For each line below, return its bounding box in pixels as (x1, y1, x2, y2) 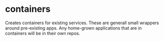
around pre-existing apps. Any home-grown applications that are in (5, 25, 142, 31)
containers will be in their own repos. (5, 30, 81, 36)
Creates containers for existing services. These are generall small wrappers (5, 20, 159, 26)
